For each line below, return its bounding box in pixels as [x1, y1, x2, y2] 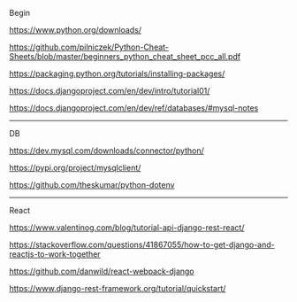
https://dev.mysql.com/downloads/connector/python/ [9, 145, 205, 156]
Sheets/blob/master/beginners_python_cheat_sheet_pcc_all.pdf [9, 51, 241, 61]
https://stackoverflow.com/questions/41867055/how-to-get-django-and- [9, 239, 276, 250]
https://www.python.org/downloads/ [9, 25, 142, 35]
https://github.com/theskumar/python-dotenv [9, 180, 175, 190]
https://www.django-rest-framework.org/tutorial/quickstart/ [9, 283, 226, 293]
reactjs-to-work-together [9, 249, 101, 259]
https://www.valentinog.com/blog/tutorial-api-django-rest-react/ [9, 222, 245, 233]
